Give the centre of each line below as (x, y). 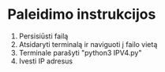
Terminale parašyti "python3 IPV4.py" (80, 52)
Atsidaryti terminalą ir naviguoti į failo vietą (88, 44)
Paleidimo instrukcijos (82, 14)
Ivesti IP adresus (46, 61)
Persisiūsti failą (43, 36)
